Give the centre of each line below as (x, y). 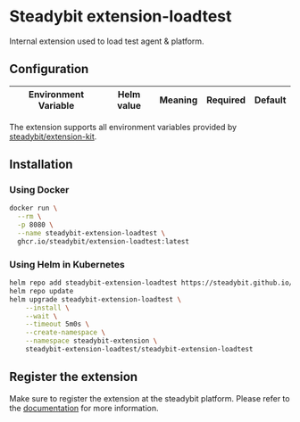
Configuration (49, 69)
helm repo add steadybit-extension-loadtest (93, 283)
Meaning (179, 100)
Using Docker (39, 190)
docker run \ (33, 208)
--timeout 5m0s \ (58, 324)
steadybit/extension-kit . (53, 137)
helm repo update (42, 291)
